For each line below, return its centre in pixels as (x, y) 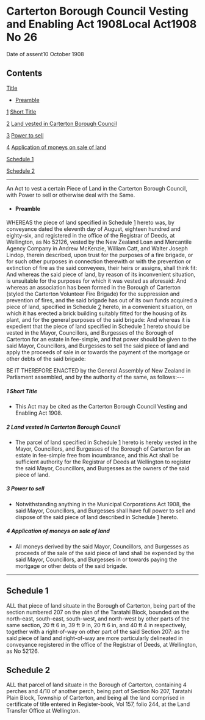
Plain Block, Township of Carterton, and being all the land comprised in (95, 698)
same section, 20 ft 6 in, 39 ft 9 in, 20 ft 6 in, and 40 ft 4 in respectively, (97, 625)
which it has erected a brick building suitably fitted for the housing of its (97, 313)
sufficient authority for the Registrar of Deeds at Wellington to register (103, 462)
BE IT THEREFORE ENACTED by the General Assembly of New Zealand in (99, 370)
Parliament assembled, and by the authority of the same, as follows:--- (95, 377)
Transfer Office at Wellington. (43, 711)
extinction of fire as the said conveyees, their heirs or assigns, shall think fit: (102, 267)
